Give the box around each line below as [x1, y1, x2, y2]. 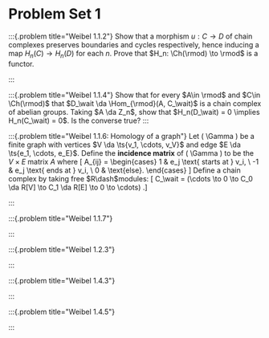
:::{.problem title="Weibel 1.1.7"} [8, 214, 113, 223]
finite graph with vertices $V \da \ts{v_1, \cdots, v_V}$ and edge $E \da [8, 140, 241, 149]
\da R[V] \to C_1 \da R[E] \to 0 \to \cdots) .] [8, 182, 148, 192]
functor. [8, 59, 35, 68]
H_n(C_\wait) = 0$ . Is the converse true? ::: [8, 116, 149, 125]
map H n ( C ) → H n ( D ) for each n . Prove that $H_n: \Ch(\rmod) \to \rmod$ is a [8, 48, 259, 60]
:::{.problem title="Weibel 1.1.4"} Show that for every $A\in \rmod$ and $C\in [8, 90, 261, 100]
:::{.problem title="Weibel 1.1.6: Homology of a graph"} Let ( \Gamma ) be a [8, 131, 255, 140]
